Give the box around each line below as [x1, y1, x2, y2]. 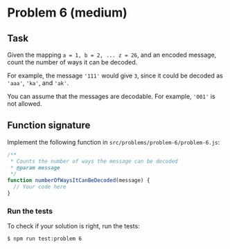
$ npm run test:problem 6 [7, 235, 82, 243]
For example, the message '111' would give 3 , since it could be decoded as [7, 71, 223, 80]
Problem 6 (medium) [7, 5, 128, 21]
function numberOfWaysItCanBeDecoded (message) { [7, 177, 150, 184]
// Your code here [13, 183, 67, 191]
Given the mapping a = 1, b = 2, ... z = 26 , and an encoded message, [7, 50, 217, 59]
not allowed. [7, 100, 42, 108]
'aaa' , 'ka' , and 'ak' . [7, 79, 69, 87]
